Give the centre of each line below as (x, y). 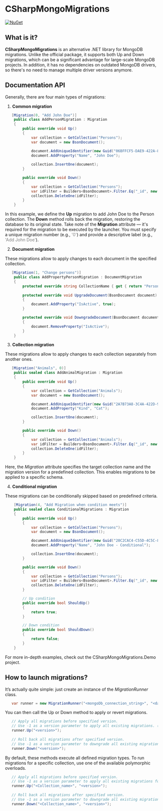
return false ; (45, 639)
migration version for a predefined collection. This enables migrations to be (80, 472)
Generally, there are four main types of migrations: (55, 97)
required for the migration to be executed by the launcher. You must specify (81, 229)
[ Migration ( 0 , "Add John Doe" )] (44, 115)
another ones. (19, 359)
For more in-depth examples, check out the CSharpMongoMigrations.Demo (81, 657)
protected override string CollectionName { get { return (82, 286)
